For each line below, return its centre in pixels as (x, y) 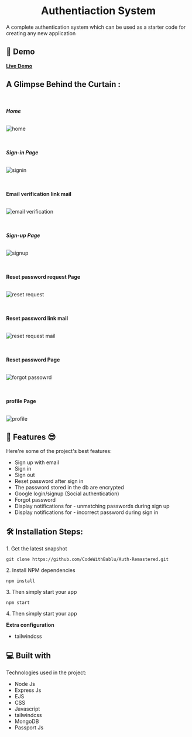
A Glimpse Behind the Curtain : (64, 84)
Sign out (25, 475)
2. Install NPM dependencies (41, 570)
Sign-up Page (23, 235)
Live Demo (19, 66)
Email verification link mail (39, 194)
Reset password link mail (37, 318)
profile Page (21, 401)
